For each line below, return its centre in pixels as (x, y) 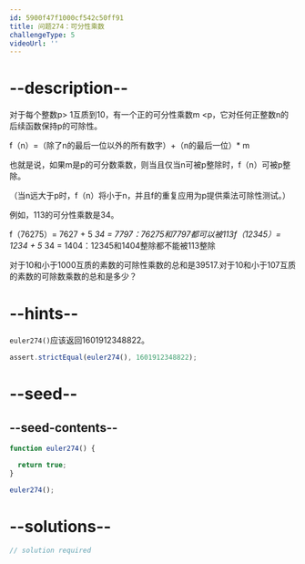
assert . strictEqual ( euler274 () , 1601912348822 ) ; (103, 358)
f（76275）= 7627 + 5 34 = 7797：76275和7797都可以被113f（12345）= (145, 234)
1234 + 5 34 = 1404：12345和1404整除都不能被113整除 (112, 246)
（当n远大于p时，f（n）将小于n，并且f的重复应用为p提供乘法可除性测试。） (150, 196)
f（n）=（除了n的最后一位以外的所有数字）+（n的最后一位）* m (130, 146)
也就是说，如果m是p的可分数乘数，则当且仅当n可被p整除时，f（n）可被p (146, 165)
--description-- (69, 88)
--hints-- (44, 314)
